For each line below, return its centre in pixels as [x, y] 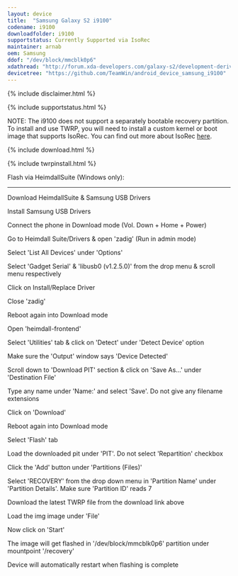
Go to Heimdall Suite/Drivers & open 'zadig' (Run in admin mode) [102, 239]
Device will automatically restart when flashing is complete [93, 565]
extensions [23, 398]
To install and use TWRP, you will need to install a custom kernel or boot [112, 128]
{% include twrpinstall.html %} [52, 163]
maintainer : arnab [34, 47]
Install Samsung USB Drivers [49, 211]
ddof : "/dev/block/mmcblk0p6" [52, 60]
